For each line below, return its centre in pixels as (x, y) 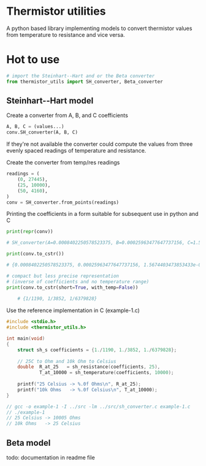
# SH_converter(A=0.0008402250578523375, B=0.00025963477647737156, (96, 243)
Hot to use (33, 60)
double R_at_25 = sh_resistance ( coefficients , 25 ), (89, 367)
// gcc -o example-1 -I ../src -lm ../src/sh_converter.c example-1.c (98, 407)
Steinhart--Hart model (50, 101)
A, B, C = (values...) (35, 127)
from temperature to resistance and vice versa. (66, 34)
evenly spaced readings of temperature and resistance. (76, 151)
